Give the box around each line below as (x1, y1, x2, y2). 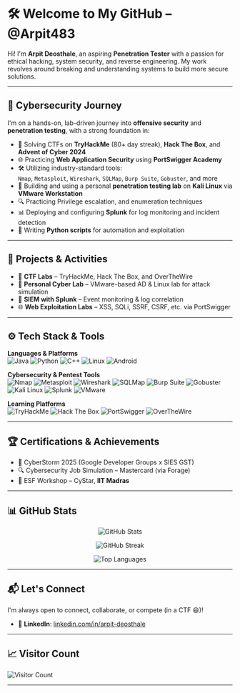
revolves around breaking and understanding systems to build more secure (7, 64, 229, 73)
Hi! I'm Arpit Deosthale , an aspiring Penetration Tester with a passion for (7, 49, 224, 58)
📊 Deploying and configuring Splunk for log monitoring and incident (17, 208, 220, 216)
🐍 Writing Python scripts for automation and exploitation (17, 226, 185, 234)
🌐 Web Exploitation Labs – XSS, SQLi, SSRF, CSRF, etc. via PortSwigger (17, 302, 231, 311)
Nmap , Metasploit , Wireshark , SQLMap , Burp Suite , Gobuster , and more (17, 174, 218, 182)
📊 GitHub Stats (7, 504, 77, 517)
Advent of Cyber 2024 (17, 147, 86, 156)
